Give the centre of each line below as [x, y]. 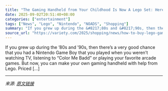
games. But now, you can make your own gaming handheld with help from [81, 63]
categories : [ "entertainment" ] [38, 19]
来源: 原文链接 [19, 83]
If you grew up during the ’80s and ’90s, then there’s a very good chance [80, 47]
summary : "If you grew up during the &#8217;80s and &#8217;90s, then [80, 28]
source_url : [17, 33]
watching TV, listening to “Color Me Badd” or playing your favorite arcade [81, 58]
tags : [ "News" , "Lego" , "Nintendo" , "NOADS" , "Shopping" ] [67, 24]
